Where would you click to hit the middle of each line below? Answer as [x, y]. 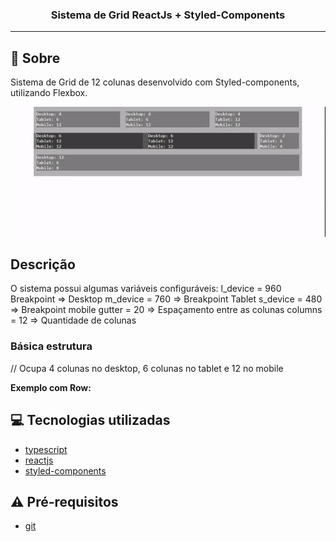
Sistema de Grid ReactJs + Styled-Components [168, 15]
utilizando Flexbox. [49, 93]
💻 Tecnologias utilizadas [90, 420]
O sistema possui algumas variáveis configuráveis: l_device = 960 [146, 289]
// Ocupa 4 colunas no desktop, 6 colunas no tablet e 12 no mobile [147, 368]
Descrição [43, 264]
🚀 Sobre [35, 58]
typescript [46, 449]
